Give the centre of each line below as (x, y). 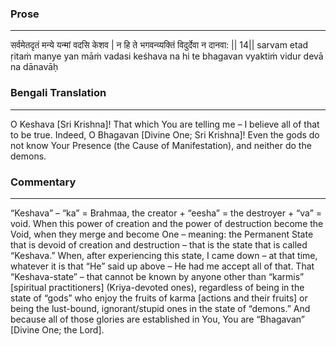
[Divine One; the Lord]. (57, 329)
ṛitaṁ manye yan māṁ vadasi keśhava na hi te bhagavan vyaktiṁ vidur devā (167, 56)
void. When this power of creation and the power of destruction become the (167, 223)
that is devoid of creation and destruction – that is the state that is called (159, 244)
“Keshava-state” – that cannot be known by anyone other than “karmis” (157, 276)
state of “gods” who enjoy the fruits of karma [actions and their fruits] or (159, 298)
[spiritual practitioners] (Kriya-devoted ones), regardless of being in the (157, 287)
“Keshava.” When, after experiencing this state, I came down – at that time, (164, 255)
